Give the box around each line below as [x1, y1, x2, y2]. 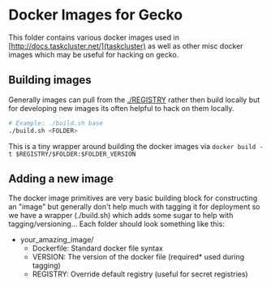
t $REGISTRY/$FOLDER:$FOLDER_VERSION [8, 150, 136, 158]
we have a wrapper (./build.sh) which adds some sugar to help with [8, 211, 234, 221]
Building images [8, 73, 92, 87]
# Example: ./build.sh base [8, 119, 104, 127]
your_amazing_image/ [19, 235, 94, 245]
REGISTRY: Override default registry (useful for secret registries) [32, 269, 249, 279]
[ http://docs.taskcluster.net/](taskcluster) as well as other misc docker [8, 41, 243, 50]
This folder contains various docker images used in [8, 32, 180, 42]
